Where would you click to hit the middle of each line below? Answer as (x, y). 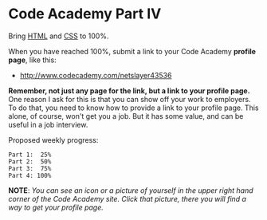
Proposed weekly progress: (53, 139)
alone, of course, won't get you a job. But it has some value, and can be (126, 116)
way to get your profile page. (56, 207)
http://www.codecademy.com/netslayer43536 (96, 75)
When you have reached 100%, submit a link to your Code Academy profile (132, 51)
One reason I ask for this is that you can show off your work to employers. (130, 99)
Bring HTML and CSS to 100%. (59, 36)
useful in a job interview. (48, 124)
